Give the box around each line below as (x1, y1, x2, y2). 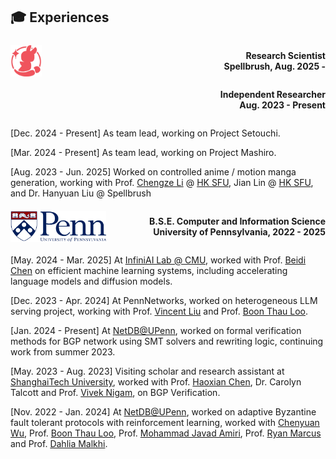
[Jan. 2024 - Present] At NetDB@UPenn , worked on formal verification (10, 324, 302, 336)
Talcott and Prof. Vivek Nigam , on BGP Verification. (10, 386, 221, 398)
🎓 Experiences (10, 9, 110, 26)
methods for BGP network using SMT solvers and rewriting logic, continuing (10, 335, 324, 347)
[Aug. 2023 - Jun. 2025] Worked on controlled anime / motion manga (10, 165, 297, 178)
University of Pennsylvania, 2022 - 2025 (153, 225, 326, 238)
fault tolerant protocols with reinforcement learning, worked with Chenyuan (10, 416, 320, 428)
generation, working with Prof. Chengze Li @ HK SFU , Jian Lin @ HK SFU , (10, 176, 314, 188)
